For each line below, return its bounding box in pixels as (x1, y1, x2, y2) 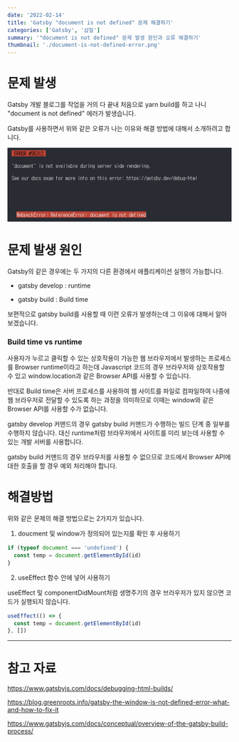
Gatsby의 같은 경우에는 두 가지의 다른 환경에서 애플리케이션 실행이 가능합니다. (7, 267, 224, 276)
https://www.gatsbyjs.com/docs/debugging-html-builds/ (7, 684, 174, 693)
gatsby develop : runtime (17, 281, 91, 290)
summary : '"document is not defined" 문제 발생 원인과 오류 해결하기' (7, 34, 201, 41)
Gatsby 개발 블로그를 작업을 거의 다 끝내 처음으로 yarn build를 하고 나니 (7, 100, 207, 109)
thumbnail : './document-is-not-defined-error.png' (7, 41, 161, 49)
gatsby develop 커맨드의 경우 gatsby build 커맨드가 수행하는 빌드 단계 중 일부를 (7, 420, 230, 429)
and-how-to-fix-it (7, 706, 59, 714)
